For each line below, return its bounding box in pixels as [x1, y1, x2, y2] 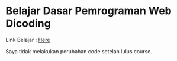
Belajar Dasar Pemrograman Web [5, 4, 172, 18]
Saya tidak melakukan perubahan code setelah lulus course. [5, 47, 152, 54]
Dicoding [5, 17, 51, 30]
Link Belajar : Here [5, 36, 50, 43]
